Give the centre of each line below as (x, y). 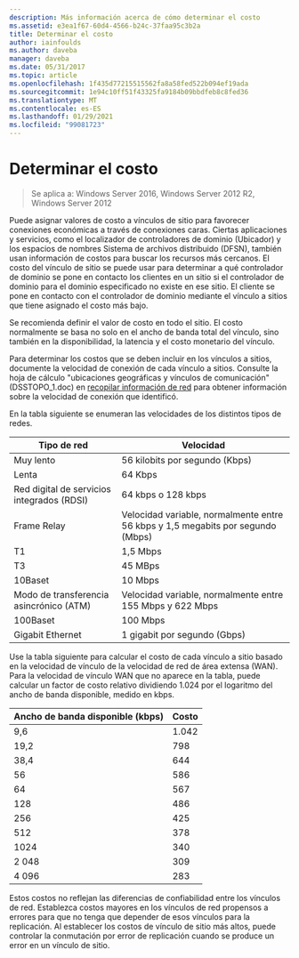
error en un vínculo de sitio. (60, 945)
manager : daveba (39, 59)
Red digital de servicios (62, 488)
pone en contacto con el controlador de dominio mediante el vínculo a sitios (148, 295)
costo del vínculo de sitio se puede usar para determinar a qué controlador (146, 267)
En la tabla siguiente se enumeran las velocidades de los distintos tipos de (145, 414)
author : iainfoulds (45, 42)
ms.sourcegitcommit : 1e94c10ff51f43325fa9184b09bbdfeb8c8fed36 (129, 92)
